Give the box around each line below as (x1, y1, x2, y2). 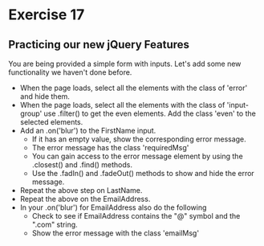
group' (19, 109, 43, 118)
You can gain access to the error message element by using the (31, 151, 243, 161)
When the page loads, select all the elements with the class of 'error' (19, 83, 248, 92)
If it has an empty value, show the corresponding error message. (31, 134, 246, 144)
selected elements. (19, 117, 83, 126)
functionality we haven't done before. (8, 68, 132, 77)
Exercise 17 (8, 6, 85, 24)
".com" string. (31, 219, 78, 229)
